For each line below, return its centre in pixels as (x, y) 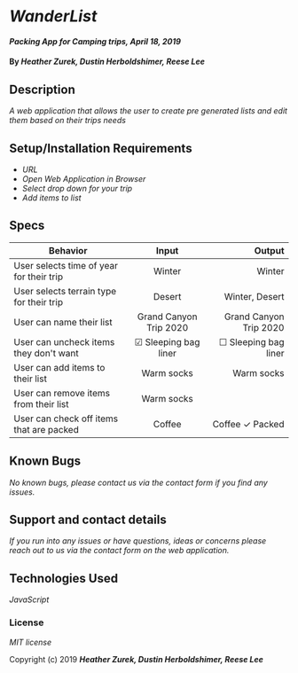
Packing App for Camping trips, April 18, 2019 (95, 41)
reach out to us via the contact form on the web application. (119, 551)
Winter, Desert (254, 296)
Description (42, 89)
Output (269, 250)
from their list (41, 403)
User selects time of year (66, 265)
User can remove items (62, 393)
